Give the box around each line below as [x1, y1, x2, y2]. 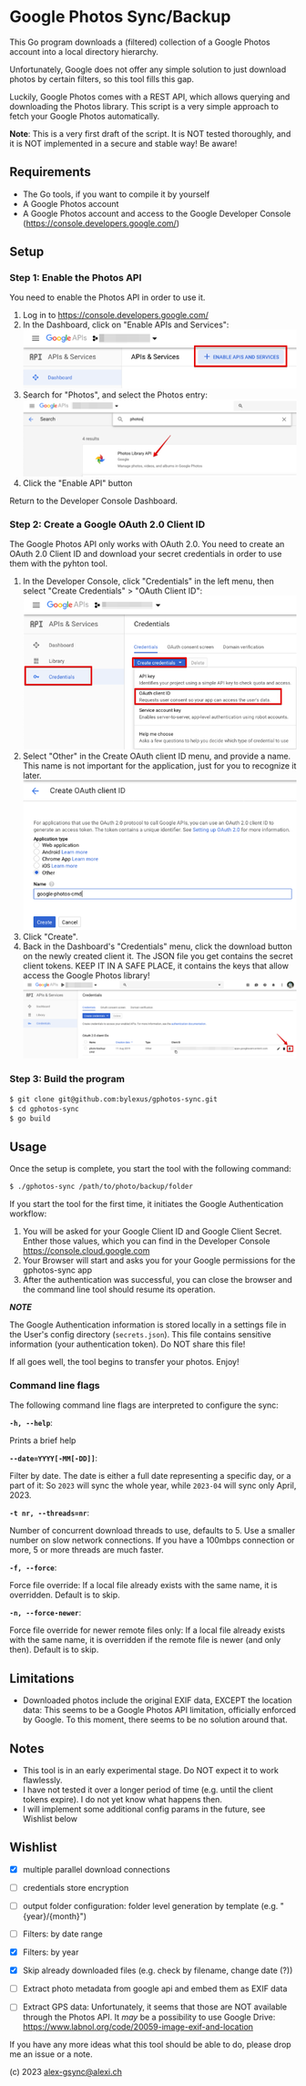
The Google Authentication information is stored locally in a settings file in [9, 1319, 287, 1330]
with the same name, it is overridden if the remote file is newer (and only [9, 1635, 281, 1646]
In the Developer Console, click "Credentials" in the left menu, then [22, 576, 275, 587]
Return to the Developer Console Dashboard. [9, 495, 178, 507]
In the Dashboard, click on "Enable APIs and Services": [22, 319, 229, 330]
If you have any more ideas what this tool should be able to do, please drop [9, 2040, 291, 2050]
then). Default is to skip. [9, 1644, 99, 1656]
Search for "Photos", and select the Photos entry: [22, 389, 208, 400]
